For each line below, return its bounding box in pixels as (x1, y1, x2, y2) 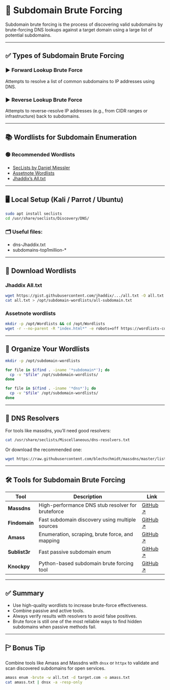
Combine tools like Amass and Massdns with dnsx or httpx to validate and (5, 660, 159, 666)
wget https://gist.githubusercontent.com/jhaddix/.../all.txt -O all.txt (5, 293, 164, 298)
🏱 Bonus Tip (5, 644, 46, 653)
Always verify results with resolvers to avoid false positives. (12, 613, 138, 619)
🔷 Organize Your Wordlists (5, 345, 90, 353)
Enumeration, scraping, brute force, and (38, 531, 133, 538)
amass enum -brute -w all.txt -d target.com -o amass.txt (5, 675, 130, 680)
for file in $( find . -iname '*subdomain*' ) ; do (5, 367, 110, 373)
